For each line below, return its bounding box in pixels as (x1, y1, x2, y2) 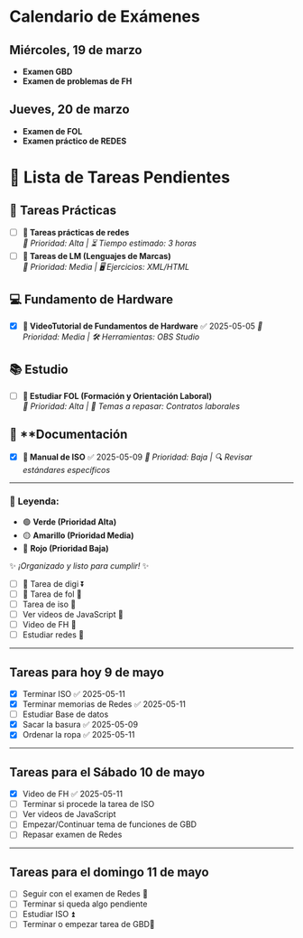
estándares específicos (22, 464, 111, 475)
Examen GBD (22, 66, 73, 77)
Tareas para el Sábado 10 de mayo (9, 765, 206, 780)
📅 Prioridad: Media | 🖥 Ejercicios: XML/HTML (22, 261, 190, 272)
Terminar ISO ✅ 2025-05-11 (22, 688, 126, 699)
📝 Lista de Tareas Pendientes (9, 167, 231, 187)
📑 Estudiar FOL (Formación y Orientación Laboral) (22, 390, 213, 401)
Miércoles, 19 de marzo (9, 42, 142, 58)
